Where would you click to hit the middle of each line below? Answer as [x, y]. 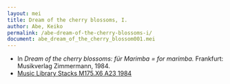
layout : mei [24, 13]
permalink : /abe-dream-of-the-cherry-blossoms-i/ [80, 33]
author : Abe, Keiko [35, 26]
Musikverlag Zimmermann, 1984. [63, 66]
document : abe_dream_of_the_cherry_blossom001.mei [81, 39]
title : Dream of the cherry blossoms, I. [67, 20]
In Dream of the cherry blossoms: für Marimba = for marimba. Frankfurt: [120, 59]
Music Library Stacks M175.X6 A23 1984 [74, 74]
